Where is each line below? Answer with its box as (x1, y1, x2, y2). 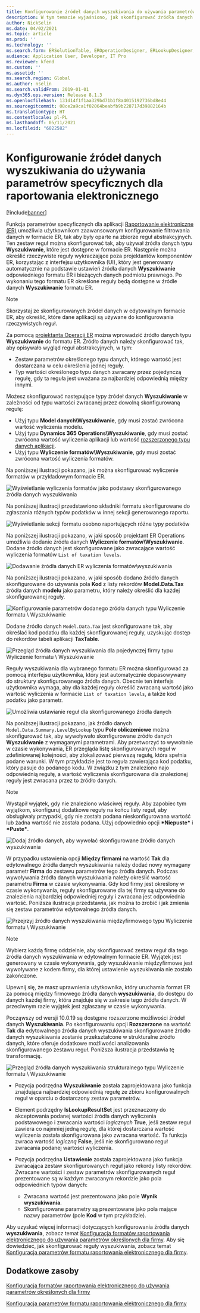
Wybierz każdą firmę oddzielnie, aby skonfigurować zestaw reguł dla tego (6, 946, 188, 953)
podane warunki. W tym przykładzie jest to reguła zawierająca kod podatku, (6, 757, 192, 765)
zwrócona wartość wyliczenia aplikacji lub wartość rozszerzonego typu (14, 435, 190, 443)
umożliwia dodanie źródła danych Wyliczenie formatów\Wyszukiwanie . (6, 538, 185, 545)
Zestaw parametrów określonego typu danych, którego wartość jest (14, 355, 182, 363)
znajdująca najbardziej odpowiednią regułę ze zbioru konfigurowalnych (14, 1088, 190, 1095)
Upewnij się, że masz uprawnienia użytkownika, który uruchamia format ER (6, 983, 190, 990)
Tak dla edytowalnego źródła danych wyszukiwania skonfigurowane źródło (6, 1027, 190, 1034)
